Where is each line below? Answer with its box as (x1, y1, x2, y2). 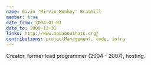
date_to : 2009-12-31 (6, 25, 57, 31)
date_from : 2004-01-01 (6, 19, 62, 25)
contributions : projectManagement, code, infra (6, 36, 126, 42)
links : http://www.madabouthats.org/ (6, 31, 99, 37)
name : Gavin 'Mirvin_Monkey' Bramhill (6, 8, 101, 15)
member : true (6, 14, 38, 20)
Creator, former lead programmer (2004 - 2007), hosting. (6, 53, 146, 59)
